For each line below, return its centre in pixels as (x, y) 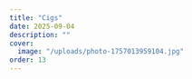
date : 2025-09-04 (42, 26)
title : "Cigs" (36, 18)
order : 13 (28, 60)
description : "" (40, 35)
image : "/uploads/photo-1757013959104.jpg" (101, 52)
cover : (22, 43)
